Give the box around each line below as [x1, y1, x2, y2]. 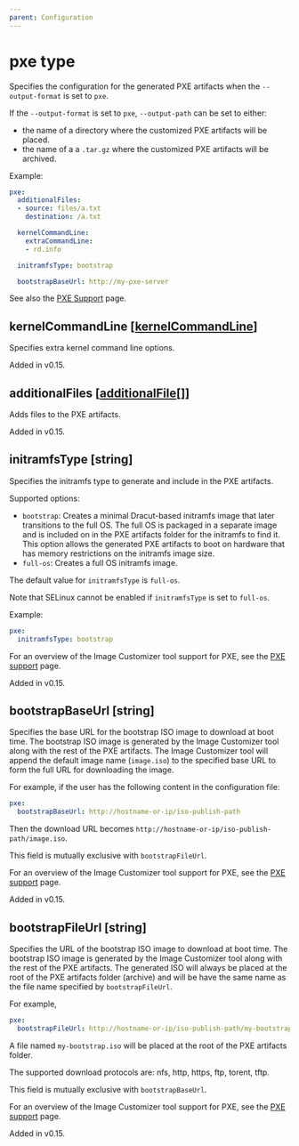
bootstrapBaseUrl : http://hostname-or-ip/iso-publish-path [17, 807, 241, 817]
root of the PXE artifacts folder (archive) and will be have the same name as [9, 972, 287, 982]
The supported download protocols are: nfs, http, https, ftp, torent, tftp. [9, 1067, 270, 1077]
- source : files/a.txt [17, 204, 101, 214]
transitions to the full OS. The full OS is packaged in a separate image [21, 520, 278, 530]
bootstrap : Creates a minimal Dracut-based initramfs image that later [21, 510, 275, 521]
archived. [21, 153, 57, 164]
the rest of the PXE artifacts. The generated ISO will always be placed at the [9, 963, 287, 972]
